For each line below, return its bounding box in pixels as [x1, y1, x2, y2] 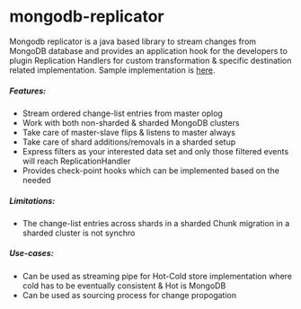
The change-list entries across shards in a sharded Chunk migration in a [22, 217, 290, 228]
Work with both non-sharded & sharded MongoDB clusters [22, 117, 240, 128]
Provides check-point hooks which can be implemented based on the [22, 164, 280, 176]
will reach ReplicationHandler [22, 155, 131, 166]
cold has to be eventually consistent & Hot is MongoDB [22, 280, 226, 291]
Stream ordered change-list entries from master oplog [22, 108, 223, 119]
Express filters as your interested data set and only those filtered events [22, 146, 289, 156]
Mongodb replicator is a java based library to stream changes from [9, 36, 257, 47]
